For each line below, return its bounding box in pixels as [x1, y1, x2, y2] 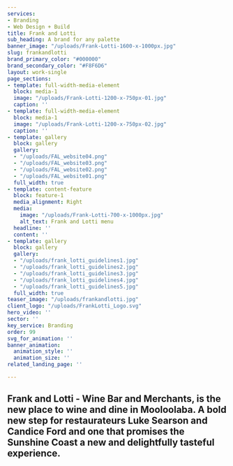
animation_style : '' [13, 348, 73, 355]
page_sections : [7, 75, 52, 82]
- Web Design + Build [7, 23, 70, 30]
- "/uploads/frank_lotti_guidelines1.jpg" [13, 257, 139, 264]
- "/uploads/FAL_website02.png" [13, 166, 108, 173]
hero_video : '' [7, 309, 52, 316]
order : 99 [7, 328, 36, 335]
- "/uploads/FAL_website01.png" [13, 173, 108, 180]
